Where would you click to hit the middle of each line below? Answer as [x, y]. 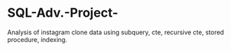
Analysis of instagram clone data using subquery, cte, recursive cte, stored [116, 32]
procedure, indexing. [38, 39]
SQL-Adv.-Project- [63, 13]
